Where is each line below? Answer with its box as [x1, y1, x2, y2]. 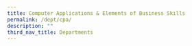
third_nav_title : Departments [7, 28, 94, 36]
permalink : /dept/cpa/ [7, 16, 72, 23]
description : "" [7, 22, 53, 29]
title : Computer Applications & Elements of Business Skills [7, 9, 186, 17]
